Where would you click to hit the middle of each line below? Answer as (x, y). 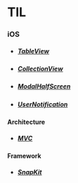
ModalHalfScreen (44, 87)
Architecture (26, 122)
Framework (24, 156)
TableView (33, 51)
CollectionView (40, 69)
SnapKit (30, 172)
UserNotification (43, 104)
